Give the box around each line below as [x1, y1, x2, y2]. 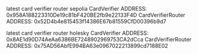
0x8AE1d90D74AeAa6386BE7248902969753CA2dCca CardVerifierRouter [6, 36, 192, 43]
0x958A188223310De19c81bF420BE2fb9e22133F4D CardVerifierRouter [6, 11, 186, 19]
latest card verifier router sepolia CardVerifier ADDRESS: [6, 5, 147, 12]
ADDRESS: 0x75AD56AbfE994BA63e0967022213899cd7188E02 [6, 42, 168, 49]
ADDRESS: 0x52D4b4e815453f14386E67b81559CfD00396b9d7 [6, 18, 167, 25]
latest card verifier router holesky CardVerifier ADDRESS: [6, 29, 149, 37]
